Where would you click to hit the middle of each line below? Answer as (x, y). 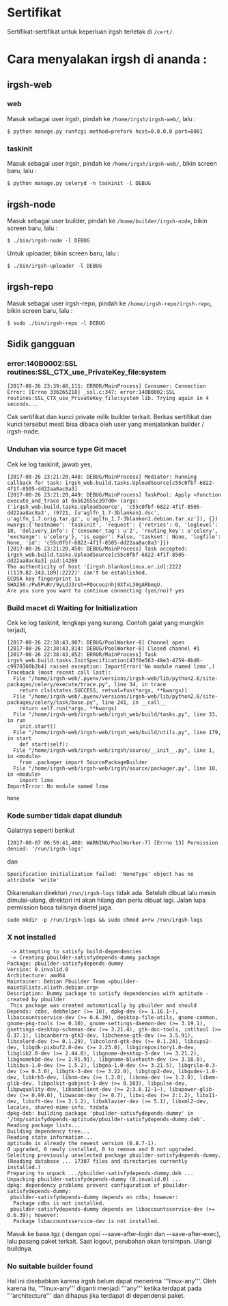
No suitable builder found (50, 1266)
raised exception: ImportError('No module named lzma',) (132, 667)
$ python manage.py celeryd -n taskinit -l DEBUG (79, 184)
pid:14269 (64, 561)
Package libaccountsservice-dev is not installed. (87, 1221)
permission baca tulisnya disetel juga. (60, 907)
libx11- (207, 1095)
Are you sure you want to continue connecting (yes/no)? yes (96, 590)
